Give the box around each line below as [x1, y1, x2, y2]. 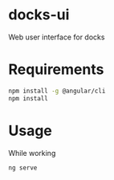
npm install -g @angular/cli [8, 87, 106, 95]
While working [8, 148, 56, 157]
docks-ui [8, 6, 70, 24]
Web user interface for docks [8, 32, 105, 42]
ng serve [8, 163, 38, 172]
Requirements [8, 60, 104, 79]
